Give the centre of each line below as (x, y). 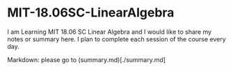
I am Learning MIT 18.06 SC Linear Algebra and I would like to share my (110, 32)
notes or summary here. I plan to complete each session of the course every (116, 39)
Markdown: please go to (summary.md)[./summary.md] (86, 59)
